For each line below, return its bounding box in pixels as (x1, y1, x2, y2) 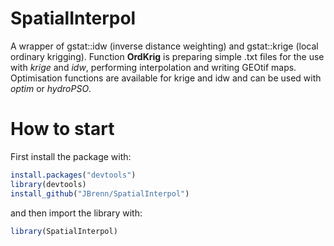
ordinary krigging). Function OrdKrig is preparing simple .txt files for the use (10, 50, 325, 62)
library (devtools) (10, 179, 87, 189)
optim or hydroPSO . (10, 82, 92, 94)
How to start (10, 118, 115, 141)
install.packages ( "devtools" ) (10, 170, 137, 180)
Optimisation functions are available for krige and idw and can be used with (10, 72, 322, 84)
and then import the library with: (10, 207, 143, 219)
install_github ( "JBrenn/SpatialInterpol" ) (10, 188, 190, 199)
